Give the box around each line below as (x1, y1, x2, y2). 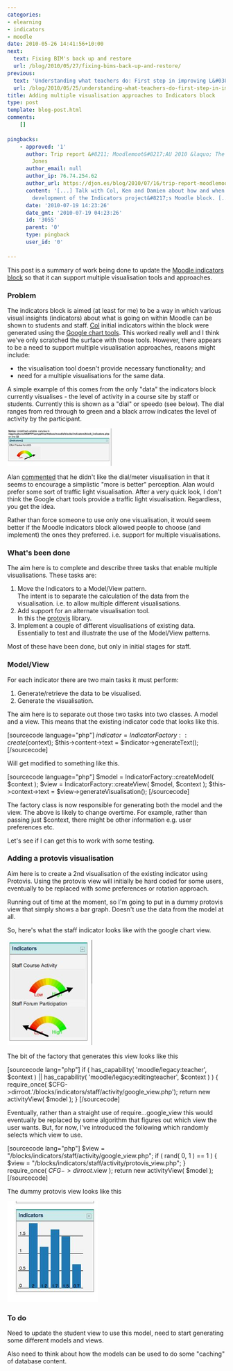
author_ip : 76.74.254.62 (25, 172, 98, 180)
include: (7, 350, 31, 359)
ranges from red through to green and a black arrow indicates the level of (7, 407, 217, 415)
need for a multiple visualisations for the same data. (17, 371, 165, 380)
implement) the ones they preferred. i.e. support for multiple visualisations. (7, 530, 221, 539)
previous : (7, 70, 36, 76)
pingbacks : (7, 136, 39, 143)
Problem (7, 291, 37, 300)
